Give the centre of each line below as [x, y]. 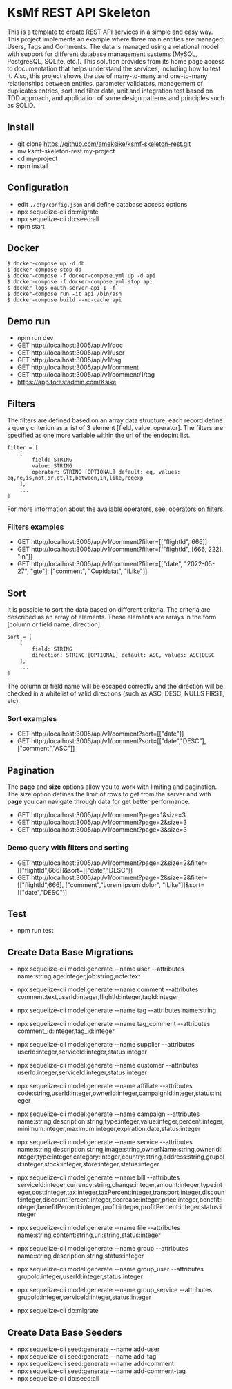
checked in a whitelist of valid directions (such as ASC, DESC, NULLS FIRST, [116, 693]
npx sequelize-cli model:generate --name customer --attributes [108, 1065]
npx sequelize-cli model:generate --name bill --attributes [98, 1177]
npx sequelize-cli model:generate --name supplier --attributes [106, 1045]
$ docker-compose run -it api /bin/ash [65, 294]
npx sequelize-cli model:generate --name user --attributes [100, 969]
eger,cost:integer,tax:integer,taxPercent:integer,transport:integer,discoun [121, 1192]
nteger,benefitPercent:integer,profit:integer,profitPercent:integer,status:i [119, 1207]
